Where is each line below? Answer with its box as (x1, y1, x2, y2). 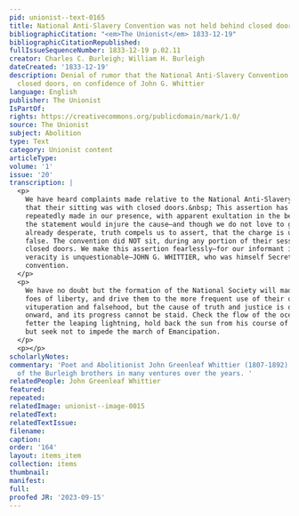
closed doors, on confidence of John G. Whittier (17, 79, 205, 88)
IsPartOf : (9, 104, 46, 113)
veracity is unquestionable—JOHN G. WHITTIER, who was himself (25, 253, 265, 262)
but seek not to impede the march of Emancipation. (25, 327, 221, 336)
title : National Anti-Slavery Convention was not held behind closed (9, 21, 273, 30)
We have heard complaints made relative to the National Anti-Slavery (25, 195, 293, 205)
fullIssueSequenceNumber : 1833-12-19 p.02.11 (9, 46, 181, 55)
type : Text (9, 137, 50, 146)
